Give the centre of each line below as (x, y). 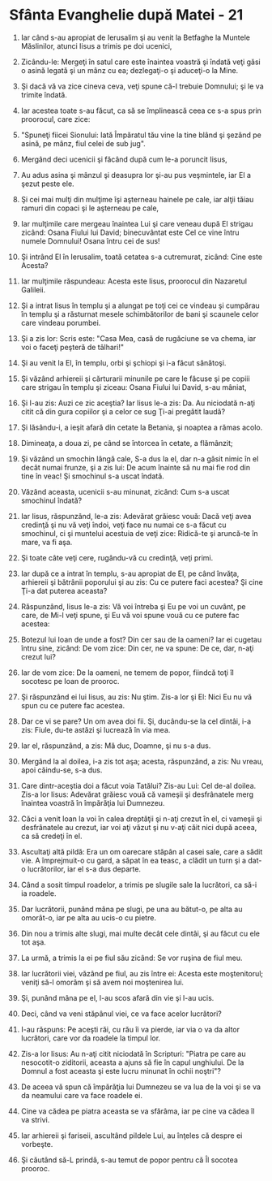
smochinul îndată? (51, 500)
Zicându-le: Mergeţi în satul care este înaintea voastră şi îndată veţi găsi (141, 62)
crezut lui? (38, 656)
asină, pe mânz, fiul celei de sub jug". (83, 143)
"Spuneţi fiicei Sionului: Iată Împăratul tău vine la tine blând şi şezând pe (141, 135)
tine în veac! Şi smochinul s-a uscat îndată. (92, 476)
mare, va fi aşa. (47, 542)
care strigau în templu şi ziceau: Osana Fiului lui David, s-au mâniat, (134, 387)
